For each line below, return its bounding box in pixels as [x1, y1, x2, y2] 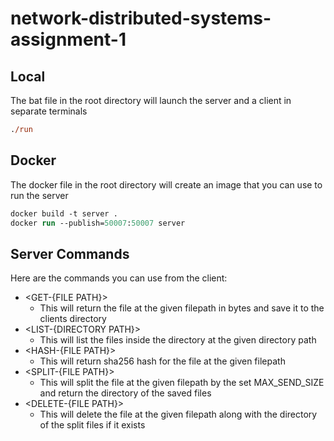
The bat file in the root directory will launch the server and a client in [10, 95, 292, 106]
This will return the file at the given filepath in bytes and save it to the [39, 302, 325, 314]
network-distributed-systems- [10, 7, 272, 30]
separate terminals [10, 105, 88, 117]
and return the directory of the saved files [39, 387, 212, 399]
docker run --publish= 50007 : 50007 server [10, 218, 186, 228]
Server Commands [10, 245, 130, 262]
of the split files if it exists [39, 419, 146, 431]
